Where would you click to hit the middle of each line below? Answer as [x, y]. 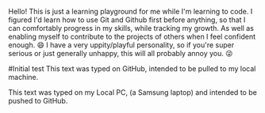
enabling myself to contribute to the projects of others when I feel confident [132, 36]
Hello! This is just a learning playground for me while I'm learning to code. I [131, 11]
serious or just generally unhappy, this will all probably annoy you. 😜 [121, 53]
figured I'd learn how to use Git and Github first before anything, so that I [127, 20]
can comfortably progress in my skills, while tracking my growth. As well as [131, 28]
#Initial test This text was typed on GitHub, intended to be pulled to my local [132, 69]
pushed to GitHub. [38, 101]
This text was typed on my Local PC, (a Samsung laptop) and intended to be [133, 92]
